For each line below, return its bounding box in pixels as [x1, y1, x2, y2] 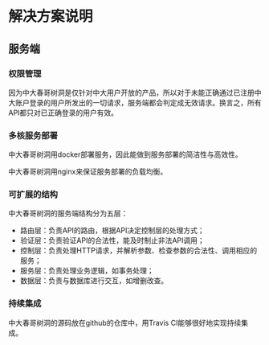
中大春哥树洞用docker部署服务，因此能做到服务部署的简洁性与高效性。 [8, 150, 243, 159]
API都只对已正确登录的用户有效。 [8, 108, 119, 117]
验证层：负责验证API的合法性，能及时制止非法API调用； [19, 236, 205, 245]
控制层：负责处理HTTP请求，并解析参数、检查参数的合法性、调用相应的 [19, 246, 258, 256]
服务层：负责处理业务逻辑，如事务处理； [19, 266, 154, 276]
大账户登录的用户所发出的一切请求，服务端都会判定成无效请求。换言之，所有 [8, 97, 262, 107]
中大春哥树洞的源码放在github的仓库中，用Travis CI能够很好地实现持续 [8, 318, 242, 327]
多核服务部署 [8, 129, 59, 141]
